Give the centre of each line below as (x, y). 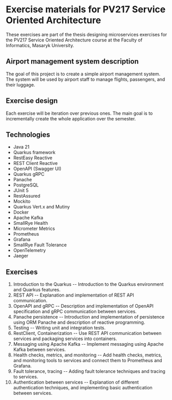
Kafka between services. (39, 350)
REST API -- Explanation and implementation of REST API (74, 295)
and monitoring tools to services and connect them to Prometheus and (88, 361)
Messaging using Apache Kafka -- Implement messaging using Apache (88, 344)
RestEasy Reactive (33, 158)
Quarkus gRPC (29, 174)
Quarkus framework (34, 153)
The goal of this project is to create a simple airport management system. (83, 74)
